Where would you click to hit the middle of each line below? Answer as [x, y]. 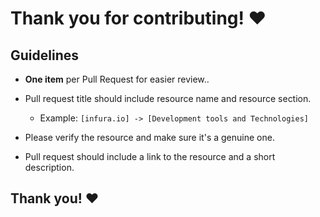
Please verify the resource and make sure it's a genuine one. [149, 137]
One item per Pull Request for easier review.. [117, 79]
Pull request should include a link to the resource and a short [150, 156]
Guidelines [44, 55]
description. [49, 167]
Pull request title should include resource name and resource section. [168, 98]
